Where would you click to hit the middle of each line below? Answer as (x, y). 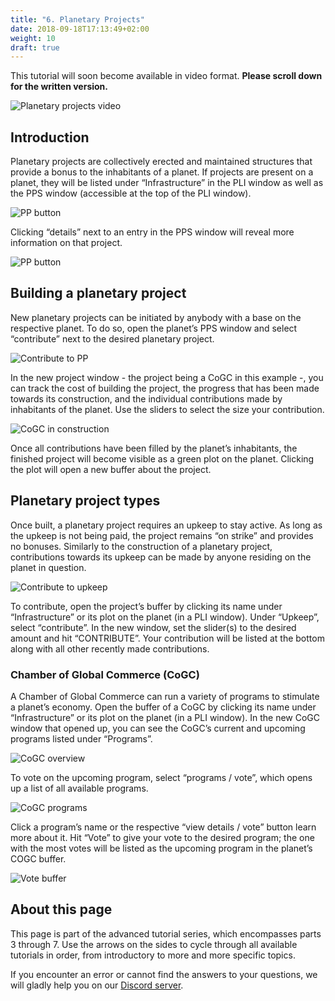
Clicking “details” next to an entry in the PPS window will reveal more (152, 232)
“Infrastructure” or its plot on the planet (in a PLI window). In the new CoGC (165, 717)
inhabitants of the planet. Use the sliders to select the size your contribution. (167, 409)
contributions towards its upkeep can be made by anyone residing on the (161, 557)
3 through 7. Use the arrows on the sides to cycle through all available (154, 944)
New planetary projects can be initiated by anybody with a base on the (156, 317)
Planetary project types (85, 501)
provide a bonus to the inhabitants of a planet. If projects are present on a (162, 172)
